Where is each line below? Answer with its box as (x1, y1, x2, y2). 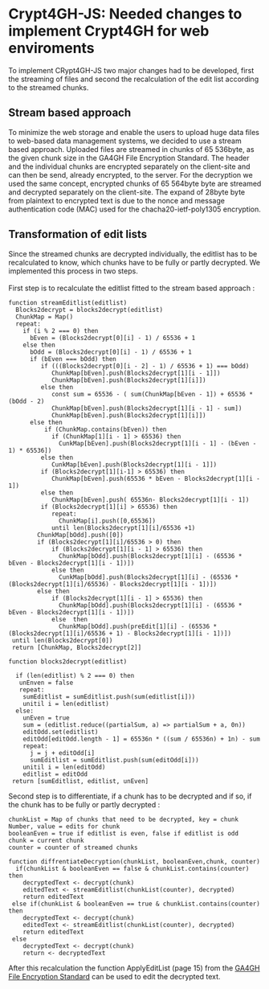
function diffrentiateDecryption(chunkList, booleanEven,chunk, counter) (8, 857, 261, 865)
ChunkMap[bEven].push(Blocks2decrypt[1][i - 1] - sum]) (51, 404, 243, 412)
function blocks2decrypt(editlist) (8, 657, 128, 666)
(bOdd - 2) (8, 397, 45, 405)
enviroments (8, 39, 95, 57)
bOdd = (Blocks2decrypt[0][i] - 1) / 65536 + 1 (29, 347, 193, 356)
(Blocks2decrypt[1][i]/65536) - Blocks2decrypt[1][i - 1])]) (8, 580, 218, 588)
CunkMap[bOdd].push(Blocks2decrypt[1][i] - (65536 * (59, 572, 239, 581)
